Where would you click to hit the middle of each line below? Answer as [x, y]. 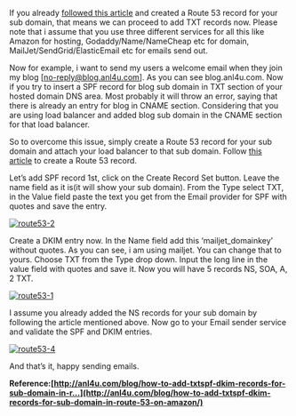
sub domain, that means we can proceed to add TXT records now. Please [144, 22]
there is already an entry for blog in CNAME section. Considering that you [144, 105]
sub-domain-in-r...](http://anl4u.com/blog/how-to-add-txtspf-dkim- [140, 393]
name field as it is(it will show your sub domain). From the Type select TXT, [147, 187]
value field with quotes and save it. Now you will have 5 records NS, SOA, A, [148, 269]
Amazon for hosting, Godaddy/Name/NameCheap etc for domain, [129, 41]
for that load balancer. [50, 124]
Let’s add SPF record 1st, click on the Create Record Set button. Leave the [144, 178]
